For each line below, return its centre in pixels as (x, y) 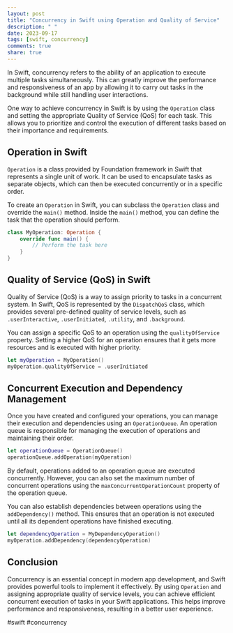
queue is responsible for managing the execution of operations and (104, 431)
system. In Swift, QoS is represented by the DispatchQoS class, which (106, 304)
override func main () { (54, 239)
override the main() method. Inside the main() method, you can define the (113, 212)
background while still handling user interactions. (78, 94)
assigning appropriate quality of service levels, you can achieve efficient (111, 594)
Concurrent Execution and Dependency (95, 389)
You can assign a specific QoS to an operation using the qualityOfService (113, 333)
